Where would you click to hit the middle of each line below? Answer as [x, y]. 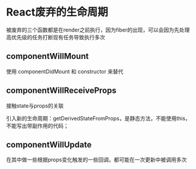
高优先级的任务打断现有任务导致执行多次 [56, 37]
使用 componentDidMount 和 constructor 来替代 [65, 71]
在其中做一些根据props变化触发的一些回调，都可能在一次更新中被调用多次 [97, 160]
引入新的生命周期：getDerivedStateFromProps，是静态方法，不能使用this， [99, 118]
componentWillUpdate [49, 144]
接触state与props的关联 [35, 105]
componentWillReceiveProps [61, 91]
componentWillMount [48, 56]
